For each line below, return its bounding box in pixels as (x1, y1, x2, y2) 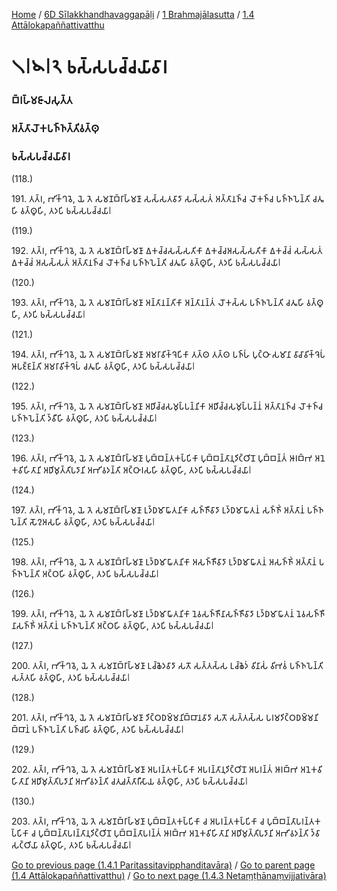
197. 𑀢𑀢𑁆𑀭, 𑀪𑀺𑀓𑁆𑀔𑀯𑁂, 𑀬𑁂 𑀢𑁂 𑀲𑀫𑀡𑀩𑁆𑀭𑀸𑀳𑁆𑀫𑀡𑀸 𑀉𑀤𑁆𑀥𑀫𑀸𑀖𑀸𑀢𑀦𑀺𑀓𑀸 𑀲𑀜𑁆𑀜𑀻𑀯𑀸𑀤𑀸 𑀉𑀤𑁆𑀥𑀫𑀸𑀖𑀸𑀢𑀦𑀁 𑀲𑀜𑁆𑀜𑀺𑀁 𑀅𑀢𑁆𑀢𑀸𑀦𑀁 (11, 504, 305, 516)
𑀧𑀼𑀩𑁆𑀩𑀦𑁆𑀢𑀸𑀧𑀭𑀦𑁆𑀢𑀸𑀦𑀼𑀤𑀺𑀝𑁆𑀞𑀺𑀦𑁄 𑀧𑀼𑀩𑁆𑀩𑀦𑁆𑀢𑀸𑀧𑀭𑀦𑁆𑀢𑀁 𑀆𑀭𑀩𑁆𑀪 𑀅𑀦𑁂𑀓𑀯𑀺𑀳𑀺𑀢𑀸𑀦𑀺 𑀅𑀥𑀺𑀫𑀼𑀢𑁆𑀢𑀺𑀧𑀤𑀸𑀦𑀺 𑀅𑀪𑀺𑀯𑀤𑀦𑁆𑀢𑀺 (38, 827, 309, 839)
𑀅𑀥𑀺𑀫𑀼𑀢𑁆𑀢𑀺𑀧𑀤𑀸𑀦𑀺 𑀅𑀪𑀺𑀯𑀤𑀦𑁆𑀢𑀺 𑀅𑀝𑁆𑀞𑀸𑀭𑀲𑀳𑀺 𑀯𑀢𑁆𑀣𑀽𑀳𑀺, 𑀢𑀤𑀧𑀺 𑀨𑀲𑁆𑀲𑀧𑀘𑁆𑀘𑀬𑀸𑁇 (42, 464, 252, 476)
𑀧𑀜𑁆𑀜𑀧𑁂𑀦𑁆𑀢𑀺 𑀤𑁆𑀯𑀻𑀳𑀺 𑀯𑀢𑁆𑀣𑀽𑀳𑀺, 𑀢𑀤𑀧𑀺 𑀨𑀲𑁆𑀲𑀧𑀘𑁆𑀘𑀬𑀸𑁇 (11, 412, 158, 424)
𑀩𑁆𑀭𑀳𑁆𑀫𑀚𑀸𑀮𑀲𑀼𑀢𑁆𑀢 (11, 94, 73, 108)
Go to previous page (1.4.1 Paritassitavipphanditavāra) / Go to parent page (11, 859, 316, 871)
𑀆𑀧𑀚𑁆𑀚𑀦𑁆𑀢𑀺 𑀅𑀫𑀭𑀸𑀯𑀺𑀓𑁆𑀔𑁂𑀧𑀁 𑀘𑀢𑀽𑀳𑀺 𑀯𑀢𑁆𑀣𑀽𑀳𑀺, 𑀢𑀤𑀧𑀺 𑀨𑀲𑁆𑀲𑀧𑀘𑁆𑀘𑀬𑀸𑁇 (11, 360, 196, 373)
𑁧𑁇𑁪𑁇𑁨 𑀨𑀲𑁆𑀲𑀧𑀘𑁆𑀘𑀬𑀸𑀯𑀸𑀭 (11, 56, 168, 79)
